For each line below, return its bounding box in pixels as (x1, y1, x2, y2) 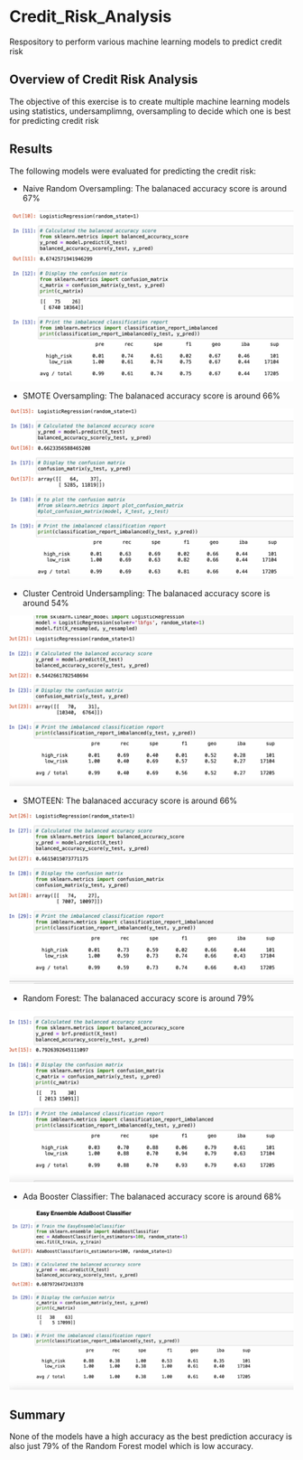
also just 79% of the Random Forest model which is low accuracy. (9, 1441, 254, 1452)
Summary (9, 1407, 66, 1422)
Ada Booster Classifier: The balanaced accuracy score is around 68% (22, 1191, 282, 1202)
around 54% (22, 597, 69, 608)
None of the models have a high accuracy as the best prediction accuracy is (9, 1431, 293, 1442)
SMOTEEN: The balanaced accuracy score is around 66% (22, 795, 238, 806)
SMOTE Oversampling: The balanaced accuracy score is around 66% (22, 390, 281, 401)
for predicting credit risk (9, 115, 99, 126)
